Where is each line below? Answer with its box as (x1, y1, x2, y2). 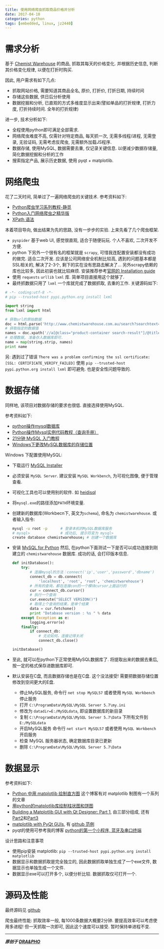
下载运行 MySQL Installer (12, 462, 63, 468)
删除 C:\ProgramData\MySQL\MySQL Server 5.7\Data (19, 744, 122, 750)
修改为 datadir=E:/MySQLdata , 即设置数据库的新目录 (19, 708, 123, 714)
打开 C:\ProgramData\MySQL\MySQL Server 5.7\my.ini (19, 702, 126, 708)
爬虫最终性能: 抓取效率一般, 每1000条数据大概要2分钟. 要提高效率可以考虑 (5, 917, 153, 923)
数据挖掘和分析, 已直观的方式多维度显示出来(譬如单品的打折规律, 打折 (12, 100, 151, 106)
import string (5, 303, 34, 308)
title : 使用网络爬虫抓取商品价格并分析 (5, 7, 75, 12)
